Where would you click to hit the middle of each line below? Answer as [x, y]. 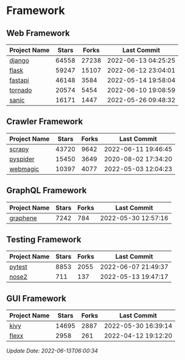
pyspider [22, 159]
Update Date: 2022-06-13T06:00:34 [52, 351]
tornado [21, 90]
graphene [23, 218]
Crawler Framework [45, 122]
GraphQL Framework [47, 190]
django [19, 60]
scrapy [19, 149]
